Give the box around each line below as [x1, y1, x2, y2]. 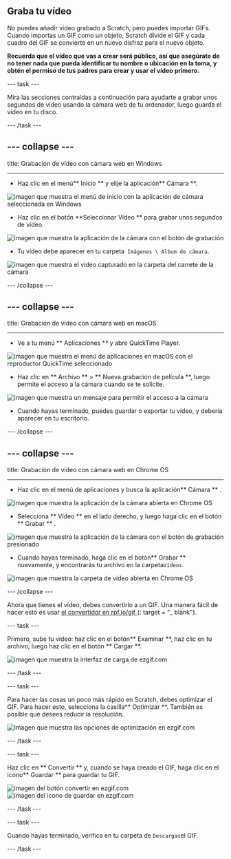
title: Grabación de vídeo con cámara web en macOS [7, 319, 157, 328]
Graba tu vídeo [7, 6, 72, 17]
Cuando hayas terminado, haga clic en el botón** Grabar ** [16, 553, 186, 562]
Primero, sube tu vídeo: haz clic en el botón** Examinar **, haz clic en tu [7, 635, 212, 643]
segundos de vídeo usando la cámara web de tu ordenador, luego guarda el [7, 100, 222, 109]
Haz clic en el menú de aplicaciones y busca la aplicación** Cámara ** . [16, 485, 222, 494]
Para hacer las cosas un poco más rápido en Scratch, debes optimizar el [7, 695, 213, 704]
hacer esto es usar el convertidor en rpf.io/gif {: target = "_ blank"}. [7, 608, 197, 617]
